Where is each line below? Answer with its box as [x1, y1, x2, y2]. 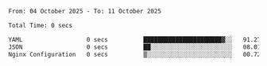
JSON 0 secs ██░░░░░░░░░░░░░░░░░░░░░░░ [8, 43, 233, 51]
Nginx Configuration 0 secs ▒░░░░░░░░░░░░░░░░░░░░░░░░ [8, 50, 233, 58]
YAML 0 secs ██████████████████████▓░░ [8, 35, 233, 43]
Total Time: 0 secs [8, 21, 73, 29]
